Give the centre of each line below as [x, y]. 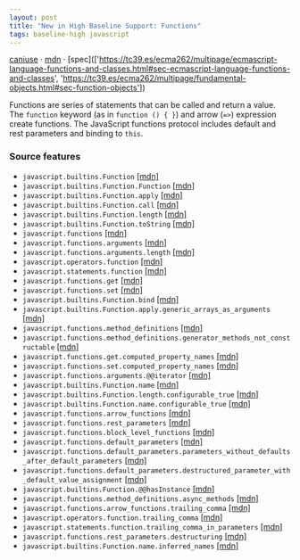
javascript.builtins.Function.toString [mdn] [108, 223]
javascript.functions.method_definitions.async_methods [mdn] [140, 498]
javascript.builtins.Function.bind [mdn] [100, 299]
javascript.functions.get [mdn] [82, 280]
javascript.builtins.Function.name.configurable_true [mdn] [137, 403]
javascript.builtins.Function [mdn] [90, 176]
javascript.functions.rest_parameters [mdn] [106, 422]
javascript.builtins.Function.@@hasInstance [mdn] [118, 489]
